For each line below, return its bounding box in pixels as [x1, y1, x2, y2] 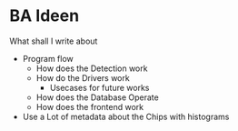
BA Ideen [9, 5, 80, 26]
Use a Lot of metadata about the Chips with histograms [22, 111, 230, 122]
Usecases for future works [49, 82, 150, 93]
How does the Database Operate [35, 92, 159, 103]
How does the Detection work [35, 63, 148, 74]
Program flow [22, 53, 74, 64]
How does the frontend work [35, 101, 144, 112]
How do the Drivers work [35, 72, 130, 83]
